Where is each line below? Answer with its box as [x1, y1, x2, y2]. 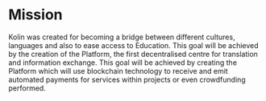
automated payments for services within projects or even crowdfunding [8, 75, 246, 84]
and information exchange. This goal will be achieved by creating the [8, 58, 238, 67]
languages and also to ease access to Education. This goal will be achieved [8, 40, 260, 50]
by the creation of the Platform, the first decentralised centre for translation [8, 49, 258, 59]
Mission [8, 6, 63, 24]
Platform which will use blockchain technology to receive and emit [8, 66, 228, 75]
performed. [8, 83, 46, 93]
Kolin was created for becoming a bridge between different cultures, [8, 32, 235, 42]
